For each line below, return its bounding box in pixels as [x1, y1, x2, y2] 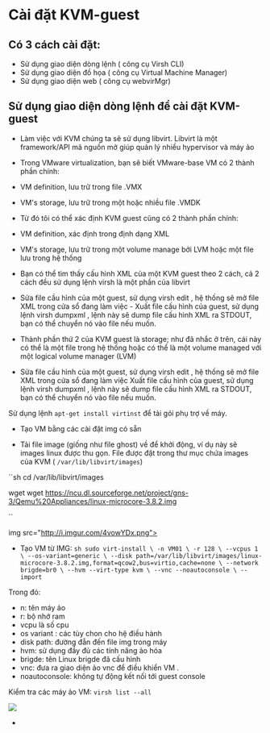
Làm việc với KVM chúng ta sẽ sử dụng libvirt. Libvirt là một [19, 133, 218, 143]
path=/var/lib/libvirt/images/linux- [135, 552, 263, 560]
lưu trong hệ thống [19, 252, 82, 263]
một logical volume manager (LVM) [19, 351, 137, 360]
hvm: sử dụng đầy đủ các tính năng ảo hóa [19, 645, 163, 655]
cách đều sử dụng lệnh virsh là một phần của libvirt [19, 277, 191, 287]
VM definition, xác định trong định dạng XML [19, 228, 170, 239]
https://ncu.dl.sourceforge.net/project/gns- [44, 488, 189, 498]
